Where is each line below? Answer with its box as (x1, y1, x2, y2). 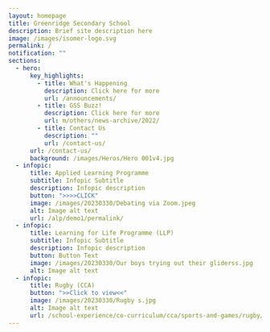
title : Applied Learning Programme (29, 169, 149, 177)
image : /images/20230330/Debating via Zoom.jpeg (29, 199, 196, 207)
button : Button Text (29, 251, 99, 259)
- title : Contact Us (37, 124, 106, 132)
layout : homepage (8, 11, 67, 20)
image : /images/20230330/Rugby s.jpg (29, 297, 157, 305)
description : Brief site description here (8, 27, 153, 35)
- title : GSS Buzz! (37, 102, 103, 110)
